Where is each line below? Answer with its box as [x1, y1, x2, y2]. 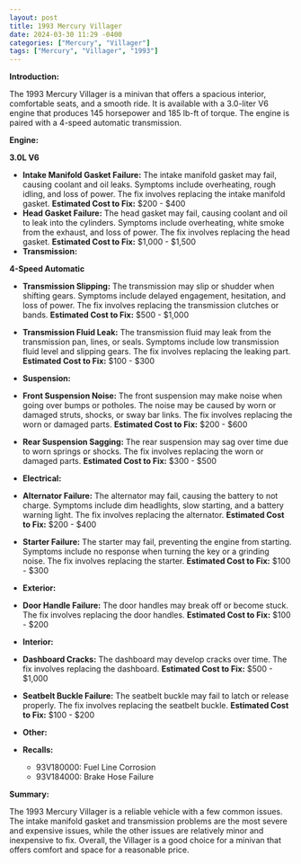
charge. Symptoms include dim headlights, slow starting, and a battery [22, 500, 285, 511]
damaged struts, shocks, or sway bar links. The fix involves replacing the [22, 410, 293, 421]
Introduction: [9, 71, 60, 82]
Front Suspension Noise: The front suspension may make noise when [22, 390, 283, 401]
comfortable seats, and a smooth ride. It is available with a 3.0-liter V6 [9, 98, 270, 109]
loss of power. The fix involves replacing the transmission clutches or [22, 300, 279, 311]
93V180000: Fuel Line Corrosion [35, 762, 156, 773]
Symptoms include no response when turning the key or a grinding [22, 546, 270, 557]
